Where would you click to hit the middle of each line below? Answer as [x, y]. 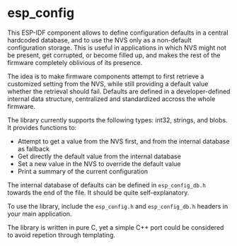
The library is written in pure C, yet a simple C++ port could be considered [116, 227]
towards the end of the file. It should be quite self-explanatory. [98, 192]
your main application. [40, 213]
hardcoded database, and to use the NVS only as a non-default [100, 40]
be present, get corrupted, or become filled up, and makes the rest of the [114, 55]
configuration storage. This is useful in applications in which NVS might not [117, 47]
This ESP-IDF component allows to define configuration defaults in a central [118, 33]
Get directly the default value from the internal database [99, 156]
